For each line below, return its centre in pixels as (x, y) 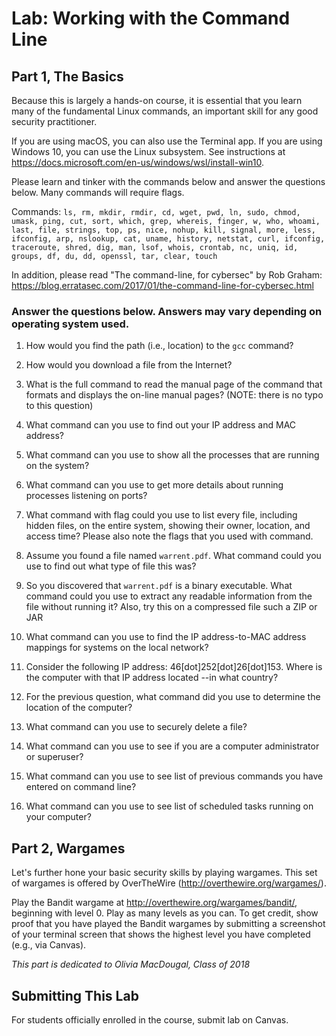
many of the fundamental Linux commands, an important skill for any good (165, 111)
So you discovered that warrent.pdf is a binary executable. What (159, 586)
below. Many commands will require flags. (98, 192)
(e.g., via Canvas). (49, 945)
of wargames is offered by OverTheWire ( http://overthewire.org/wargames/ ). (169, 883)
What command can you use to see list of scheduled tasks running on (169, 806)
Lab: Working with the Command (151, 18)
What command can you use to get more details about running (154, 485)
